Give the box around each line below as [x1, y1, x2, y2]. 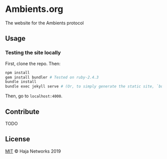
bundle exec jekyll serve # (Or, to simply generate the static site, [5, 84, 155, 89]
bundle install [5, 79, 37, 84]
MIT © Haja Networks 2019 [5, 148, 61, 154]
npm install [5, 70, 30, 75]
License [5, 135, 30, 144]
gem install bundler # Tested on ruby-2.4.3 [5, 75, 99, 80]
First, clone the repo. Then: [5, 61, 61, 67]
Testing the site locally [5, 49, 61, 56]
